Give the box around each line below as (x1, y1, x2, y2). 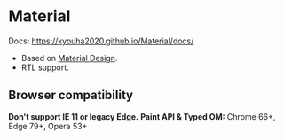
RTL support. (20, 62, 70, 73)
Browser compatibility (8, 88, 134, 103)
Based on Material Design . (20, 52, 118, 63)
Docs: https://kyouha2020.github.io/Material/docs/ (8, 35, 194, 46)
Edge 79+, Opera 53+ (8, 121, 88, 131)
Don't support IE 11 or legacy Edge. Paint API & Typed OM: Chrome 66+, (8, 111, 276, 121)
